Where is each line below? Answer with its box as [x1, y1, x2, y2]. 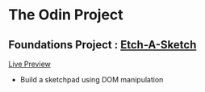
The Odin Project [8, 6, 123, 24]
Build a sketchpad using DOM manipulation [19, 75, 164, 84]
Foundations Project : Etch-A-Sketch [8, 38, 197, 52]
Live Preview [8, 59, 51, 69]
